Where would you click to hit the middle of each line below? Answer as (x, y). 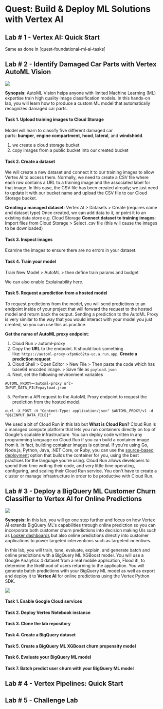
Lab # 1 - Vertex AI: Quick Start (52, 37)
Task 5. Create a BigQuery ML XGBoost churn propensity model (71, 646)
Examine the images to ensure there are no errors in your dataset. (71, 250)
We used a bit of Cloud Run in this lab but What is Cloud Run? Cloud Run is (81, 424)
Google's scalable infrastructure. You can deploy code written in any (74, 434)
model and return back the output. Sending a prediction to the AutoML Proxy (82, 314)
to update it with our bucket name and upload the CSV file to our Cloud (76, 193)
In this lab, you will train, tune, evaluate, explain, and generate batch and (77, 550)
